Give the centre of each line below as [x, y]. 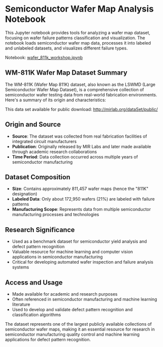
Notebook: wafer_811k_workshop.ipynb [44, 57]
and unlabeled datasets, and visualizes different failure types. [66, 48]
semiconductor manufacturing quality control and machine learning [72, 334]
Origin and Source [33, 125]
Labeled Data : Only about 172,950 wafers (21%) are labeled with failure [83, 199]
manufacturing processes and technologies [56, 215]
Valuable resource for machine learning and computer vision [73, 252]
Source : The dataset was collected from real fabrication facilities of [79, 136]
